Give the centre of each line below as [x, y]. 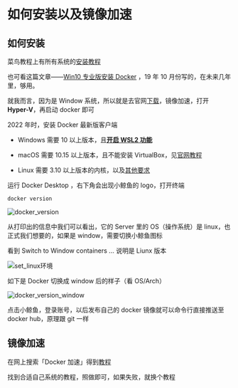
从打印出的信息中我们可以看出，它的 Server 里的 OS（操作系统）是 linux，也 [119, 226]
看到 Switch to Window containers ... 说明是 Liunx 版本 [87, 251]
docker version [30, 199]
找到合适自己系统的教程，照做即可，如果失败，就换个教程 [91, 377]
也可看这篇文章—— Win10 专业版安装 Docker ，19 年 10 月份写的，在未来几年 [119, 77]
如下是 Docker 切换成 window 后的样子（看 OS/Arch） [86, 281]
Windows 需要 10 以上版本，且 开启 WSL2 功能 [85, 140]
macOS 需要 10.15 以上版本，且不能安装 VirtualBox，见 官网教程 [110, 155]
